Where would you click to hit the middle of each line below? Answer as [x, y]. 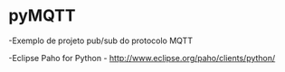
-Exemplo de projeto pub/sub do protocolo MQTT [101, 40]
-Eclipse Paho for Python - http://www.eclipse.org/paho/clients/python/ [142, 58]
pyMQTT [42, 16]
